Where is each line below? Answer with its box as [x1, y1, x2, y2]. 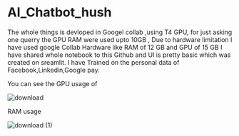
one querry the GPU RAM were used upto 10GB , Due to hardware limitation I [7, 35, 233, 43]
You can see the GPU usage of [7, 79, 98, 88]
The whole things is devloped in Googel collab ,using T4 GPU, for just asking [7, 28, 233, 36]
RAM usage [7, 107, 41, 115]
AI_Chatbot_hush [7, 4, 112, 21]
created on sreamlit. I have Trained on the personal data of [7, 58, 180, 66]
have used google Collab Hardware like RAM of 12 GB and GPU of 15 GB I [7, 43, 223, 51]
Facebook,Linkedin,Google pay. [7, 66, 100, 74]
